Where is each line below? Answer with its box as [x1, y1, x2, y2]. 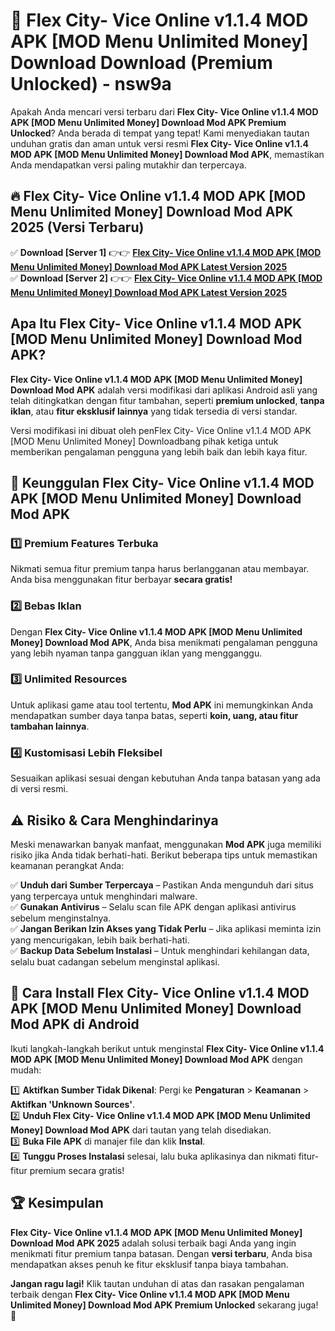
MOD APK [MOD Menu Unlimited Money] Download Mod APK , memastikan [10, 148, 325, 160]
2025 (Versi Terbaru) [10, 219, 145, 236]
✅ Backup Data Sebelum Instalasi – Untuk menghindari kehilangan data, [10, 944, 310, 956]
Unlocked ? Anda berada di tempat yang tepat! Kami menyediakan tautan [10, 127, 310, 139]
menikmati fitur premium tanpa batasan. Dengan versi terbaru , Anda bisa [10, 1247, 313, 1259]
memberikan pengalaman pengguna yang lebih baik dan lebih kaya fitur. [10, 445, 308, 458]
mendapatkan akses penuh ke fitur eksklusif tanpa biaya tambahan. [10, 1258, 289, 1270]
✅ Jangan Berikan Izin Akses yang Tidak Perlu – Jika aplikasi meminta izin [10, 922, 322, 934]
